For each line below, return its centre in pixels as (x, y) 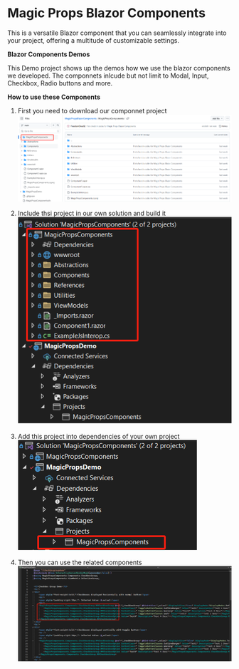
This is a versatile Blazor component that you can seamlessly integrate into (117, 33)
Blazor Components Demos (49, 54)
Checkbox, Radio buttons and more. (60, 83)
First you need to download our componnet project (92, 110)
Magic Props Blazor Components (107, 13)
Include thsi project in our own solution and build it (91, 213)
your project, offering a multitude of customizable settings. (94, 40)
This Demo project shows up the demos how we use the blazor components (119, 68)
